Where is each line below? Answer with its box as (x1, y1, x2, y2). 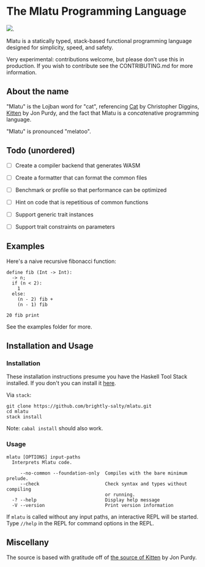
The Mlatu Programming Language (6, 4, 187, 18)
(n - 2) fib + (17, 296, 53, 302)
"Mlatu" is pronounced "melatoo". (6, 127, 91, 135)
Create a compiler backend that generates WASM (15, 161, 141, 169)
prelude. (6, 475, 29, 482)
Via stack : (6, 391, 32, 399)
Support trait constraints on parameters (15, 223, 115, 230)
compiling (6, 486, 32, 492)
